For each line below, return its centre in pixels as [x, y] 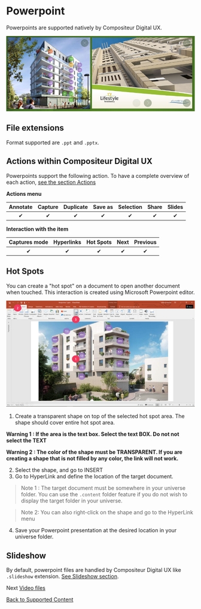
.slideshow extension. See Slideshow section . [63, 577]
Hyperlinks [67, 242]
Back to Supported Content [40, 599]
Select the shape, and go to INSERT [59, 470]
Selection [130, 207]
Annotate [21, 207]
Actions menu [24, 193]
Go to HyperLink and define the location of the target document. [94, 477]
